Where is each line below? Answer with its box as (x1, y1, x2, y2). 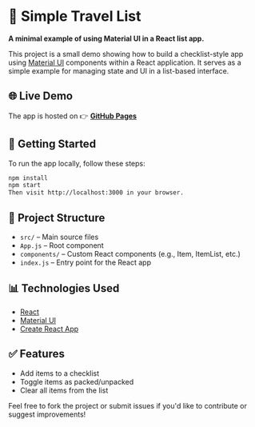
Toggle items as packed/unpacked (19, 377, 134, 386)
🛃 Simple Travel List (8, 7, 141, 26)
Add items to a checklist (19, 368, 100, 378)
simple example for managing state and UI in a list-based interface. (8, 66, 229, 75)
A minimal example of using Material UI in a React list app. (8, 34, 205, 43)
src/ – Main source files (19, 232, 99, 241)
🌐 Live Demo (8, 90, 74, 103)
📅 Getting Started (8, 138, 97, 151)
